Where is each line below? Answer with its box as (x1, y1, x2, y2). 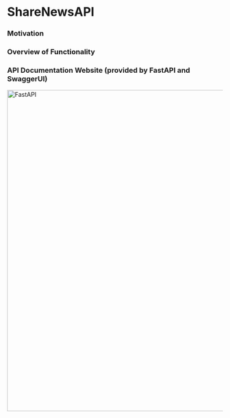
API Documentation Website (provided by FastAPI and (7, 65, 190, 75)
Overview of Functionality (7, 47, 95, 57)
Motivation (7, 29, 44, 38)
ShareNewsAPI (7, 4, 94, 20)
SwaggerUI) (7, 73, 48, 83)
